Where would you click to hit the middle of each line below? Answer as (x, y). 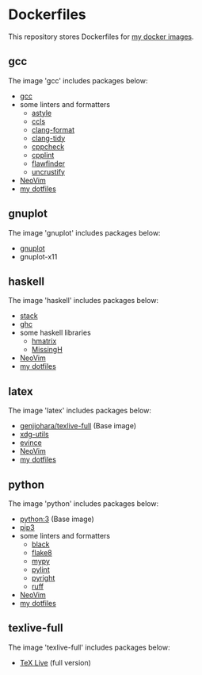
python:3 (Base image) (57, 519)
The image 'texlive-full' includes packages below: (89, 647)
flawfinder (48, 163)
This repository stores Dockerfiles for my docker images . (101, 36)
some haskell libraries (55, 333)
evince (30, 443)
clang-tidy (48, 138)
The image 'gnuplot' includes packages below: (84, 232)
